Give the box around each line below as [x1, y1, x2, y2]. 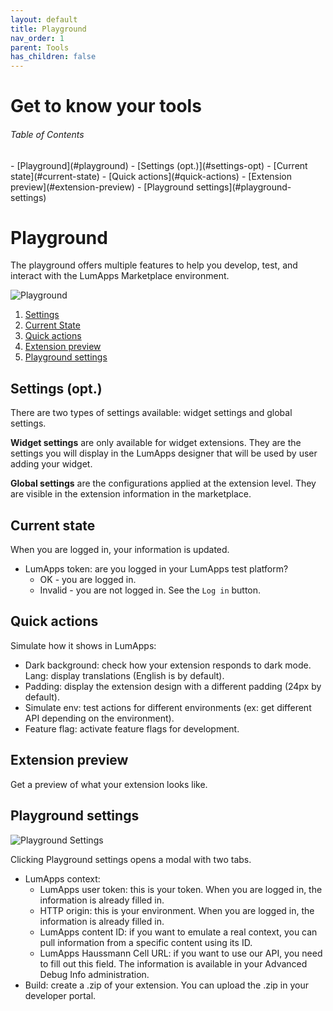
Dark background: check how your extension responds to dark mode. [24, 659, 312, 671]
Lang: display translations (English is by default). [24, 669, 225, 681]
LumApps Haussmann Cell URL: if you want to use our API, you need [39, 947, 323, 959]
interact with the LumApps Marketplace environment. [10, 270, 230, 282]
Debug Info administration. [39, 968, 150, 980]
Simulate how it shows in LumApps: [10, 639, 157, 651]
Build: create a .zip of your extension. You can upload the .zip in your [24, 979, 309, 991]
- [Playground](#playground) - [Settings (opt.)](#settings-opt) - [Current [10, 159, 308, 171]
